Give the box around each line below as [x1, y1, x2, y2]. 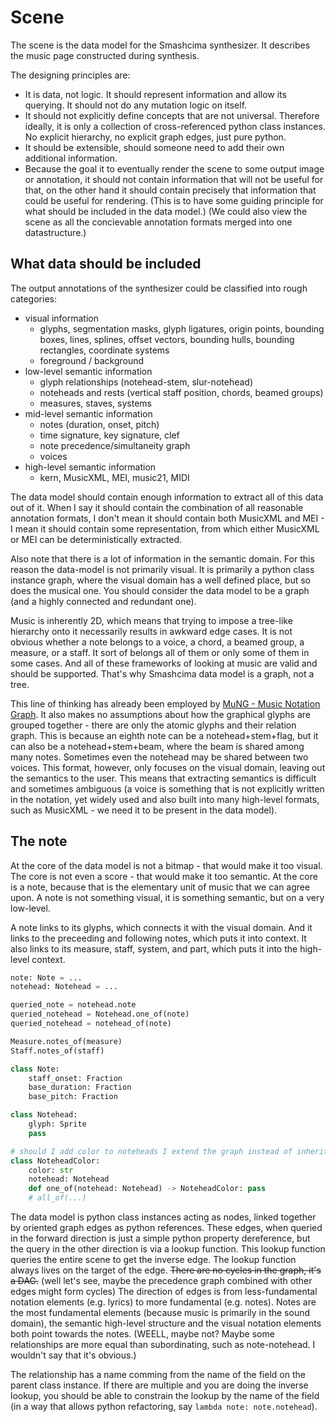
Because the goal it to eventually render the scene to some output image [24, 162, 325, 175]
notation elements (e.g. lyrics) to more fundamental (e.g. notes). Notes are [10, 1296, 317, 1308]
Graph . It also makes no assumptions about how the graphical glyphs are [10, 708, 312, 720]
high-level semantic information [24, 461, 157, 473]
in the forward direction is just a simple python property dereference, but [10, 1232, 311, 1245]
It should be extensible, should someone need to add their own [24, 141, 285, 153]
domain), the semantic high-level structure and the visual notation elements [10, 1317, 322, 1330]
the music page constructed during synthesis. [10, 49, 200, 61]
